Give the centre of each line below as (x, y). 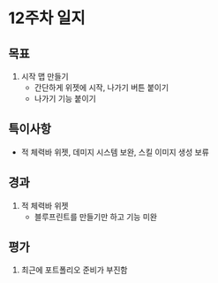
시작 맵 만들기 (45, 76)
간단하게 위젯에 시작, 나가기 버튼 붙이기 (101, 88)
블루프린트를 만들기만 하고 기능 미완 (96, 217)
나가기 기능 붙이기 (65, 99)
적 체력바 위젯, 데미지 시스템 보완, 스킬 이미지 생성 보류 (115, 152)
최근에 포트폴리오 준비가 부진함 (74, 270)
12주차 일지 (47, 18)
